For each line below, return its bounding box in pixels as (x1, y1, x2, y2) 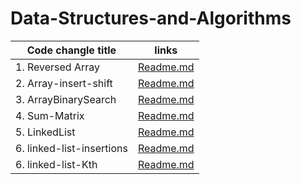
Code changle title (26, 43, 117, 57)
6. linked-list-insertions (15, 141, 128, 155)
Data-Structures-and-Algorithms (10, 7, 292, 30)
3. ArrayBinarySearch (15, 92, 117, 106)
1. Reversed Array (15, 60, 101, 74)
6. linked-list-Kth (15, 157, 98, 171)
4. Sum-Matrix (15, 108, 85, 122)
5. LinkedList (15, 125, 76, 139)
